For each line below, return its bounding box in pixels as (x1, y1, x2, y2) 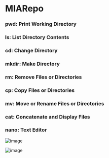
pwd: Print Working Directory (5, 21, 77, 28)
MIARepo (5, 3, 44, 14)
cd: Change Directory (5, 47, 58, 54)
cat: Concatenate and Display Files (5, 113, 90, 120)
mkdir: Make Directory (5, 60, 60, 67)
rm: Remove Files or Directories (5, 74, 82, 80)
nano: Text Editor (5, 126, 47, 133)
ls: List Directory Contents (5, 34, 70, 41)
